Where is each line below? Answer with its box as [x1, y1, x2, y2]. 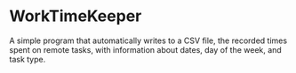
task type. [9, 54, 46, 64]
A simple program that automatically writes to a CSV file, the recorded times [9, 35, 287, 46]
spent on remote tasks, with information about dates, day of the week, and [9, 44, 282, 55]
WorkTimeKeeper [9, 6, 142, 26]
